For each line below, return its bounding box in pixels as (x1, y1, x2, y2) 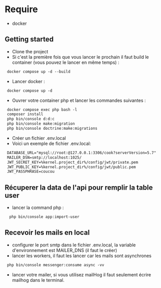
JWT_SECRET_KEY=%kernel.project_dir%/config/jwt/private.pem (7, 160, 138, 165)
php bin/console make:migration (7, 121, 75, 126)
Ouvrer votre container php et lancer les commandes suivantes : (12, 97, 146, 103)
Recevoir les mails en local (5, 228, 90, 237)
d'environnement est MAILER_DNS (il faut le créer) (12, 247, 117, 253)
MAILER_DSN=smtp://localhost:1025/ (7, 155, 82, 160)
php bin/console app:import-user (9, 214, 80, 220)
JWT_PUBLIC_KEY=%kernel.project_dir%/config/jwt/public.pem (7, 164, 136, 169)
